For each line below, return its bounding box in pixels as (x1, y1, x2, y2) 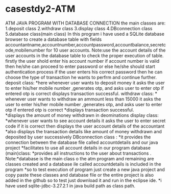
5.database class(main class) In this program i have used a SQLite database (5, 31, 165, 37)
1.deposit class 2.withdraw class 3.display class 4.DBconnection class (5, 25, 153, 31)
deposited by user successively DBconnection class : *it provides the (5, 134, 151, 140)
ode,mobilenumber (5, 47, 45, 53)
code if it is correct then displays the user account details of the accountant (5, 123, 165, 129)
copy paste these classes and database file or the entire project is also (5, 172, 154, 178)
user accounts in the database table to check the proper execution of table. (5, 52, 164, 59)
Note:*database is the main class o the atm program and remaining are (5, 155, 154, 161)
